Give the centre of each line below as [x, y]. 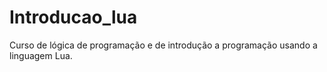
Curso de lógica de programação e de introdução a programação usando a [163, 45]
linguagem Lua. [41, 55]
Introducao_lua [73, 17]
